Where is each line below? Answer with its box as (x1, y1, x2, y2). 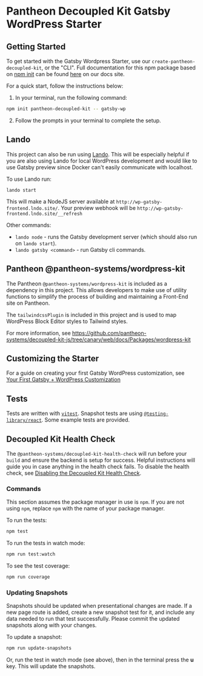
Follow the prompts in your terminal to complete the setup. (15, 117, 162, 124)
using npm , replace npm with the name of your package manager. (6, 505, 165, 512)
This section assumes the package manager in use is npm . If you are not (6, 498, 185, 506)
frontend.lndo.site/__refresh (6, 211, 83, 217)
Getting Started (6, 41, 66, 52)
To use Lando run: (6, 175, 52, 183)
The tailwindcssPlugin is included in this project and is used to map (6, 311, 177, 318)
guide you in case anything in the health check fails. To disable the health (6, 462, 190, 470)
